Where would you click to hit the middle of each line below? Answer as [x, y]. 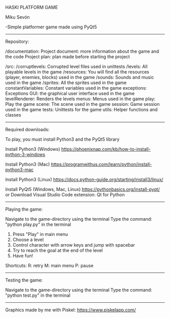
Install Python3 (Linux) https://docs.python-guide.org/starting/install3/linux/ [84, 180]
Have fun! [23, 256]
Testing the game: [24, 280]
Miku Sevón [18, 17]
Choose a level [28, 240]
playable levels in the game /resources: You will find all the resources [77, 72]
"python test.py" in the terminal [38, 295]
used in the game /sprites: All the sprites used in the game [66, 83]
